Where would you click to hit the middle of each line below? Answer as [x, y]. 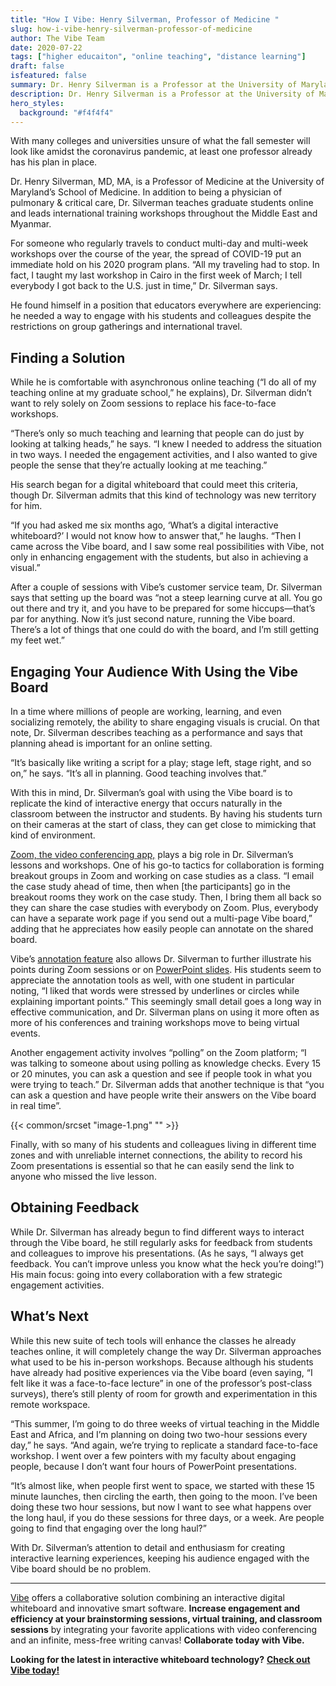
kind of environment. [53, 835]
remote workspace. [50, 1404]
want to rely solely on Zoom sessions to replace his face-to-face [143, 403]
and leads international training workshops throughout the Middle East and [164, 213]
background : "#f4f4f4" [66, 112]
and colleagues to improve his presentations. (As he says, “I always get [157, 1253]
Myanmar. [31, 224]
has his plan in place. [54, 162]
